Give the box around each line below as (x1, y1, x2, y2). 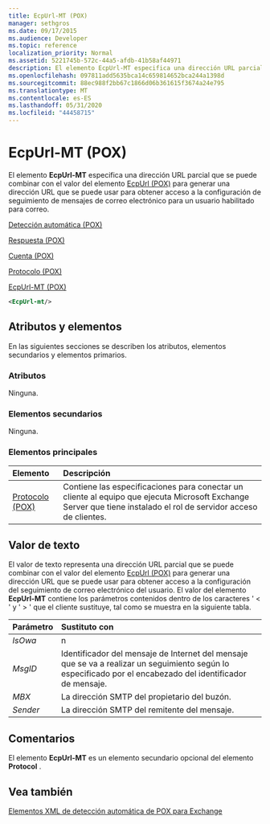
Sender (12, 704, 40, 715)
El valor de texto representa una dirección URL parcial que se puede (8, 560, 235, 569)
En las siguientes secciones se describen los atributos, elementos (8, 341, 227, 351)
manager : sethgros (8, 19, 70, 27)
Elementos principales (8, 447, 98, 458)
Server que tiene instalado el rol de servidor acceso (63, 501, 258, 512)
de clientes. (63, 511, 107, 523)
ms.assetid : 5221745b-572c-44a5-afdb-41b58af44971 (8, 57, 182, 65)
